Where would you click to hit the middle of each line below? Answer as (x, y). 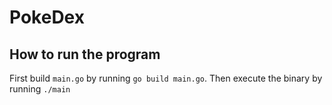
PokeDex (47, 17)
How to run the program (85, 54)
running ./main (40, 89)
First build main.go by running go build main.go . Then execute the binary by (166, 78)
